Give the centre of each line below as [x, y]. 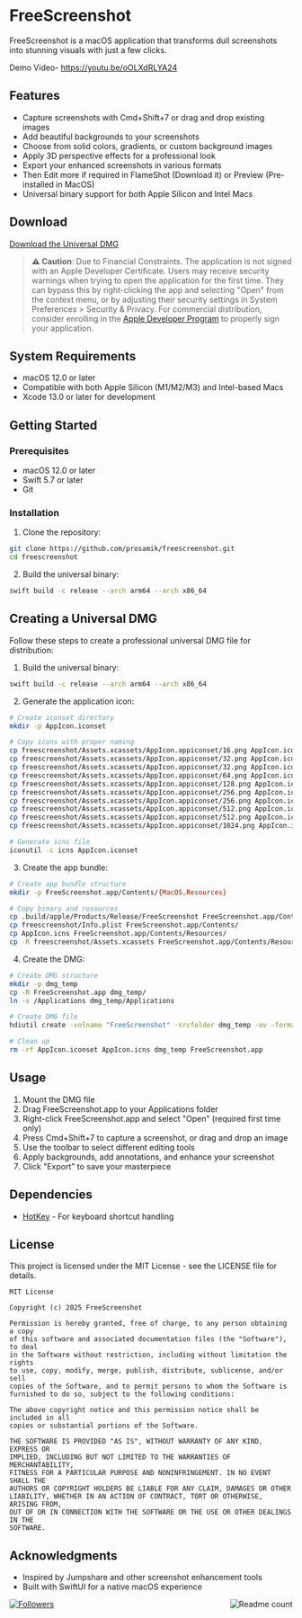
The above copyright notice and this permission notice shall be [134, 1410]
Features [35, 96]
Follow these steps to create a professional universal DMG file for [130, 640]
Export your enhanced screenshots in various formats [122, 165]
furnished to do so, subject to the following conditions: [122, 1394]
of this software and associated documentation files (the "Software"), [148, 1339]
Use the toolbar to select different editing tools [108, 1147]
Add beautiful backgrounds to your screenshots [111, 137]
